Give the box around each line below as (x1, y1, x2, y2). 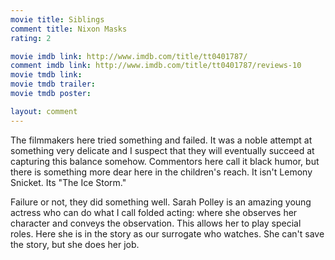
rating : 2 (10, 33, 52, 43)
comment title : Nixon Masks (10, 24, 128, 34)
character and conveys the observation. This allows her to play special (10, 217, 302, 229)
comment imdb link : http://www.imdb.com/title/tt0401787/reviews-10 (10, 61, 302, 71)
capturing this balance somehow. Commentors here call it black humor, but (10, 155, 320, 167)
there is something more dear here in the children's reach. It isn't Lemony (10, 166, 313, 178)
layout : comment (10, 106, 78, 116)
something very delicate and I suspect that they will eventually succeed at (10, 144, 315, 156)
